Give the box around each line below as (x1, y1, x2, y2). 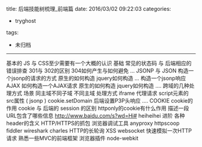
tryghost (14, 17, 36, 24)
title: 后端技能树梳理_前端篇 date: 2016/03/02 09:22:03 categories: (6, 5, 171, 12)
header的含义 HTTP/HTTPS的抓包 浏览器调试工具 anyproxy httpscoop (6, 119, 180, 127)
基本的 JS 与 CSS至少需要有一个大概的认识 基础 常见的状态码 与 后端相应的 (6, 59, 192, 67)
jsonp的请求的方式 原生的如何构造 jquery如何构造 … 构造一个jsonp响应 (11, 74, 186, 82)
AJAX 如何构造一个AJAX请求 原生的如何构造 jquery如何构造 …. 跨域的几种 (6, 82, 189, 89)
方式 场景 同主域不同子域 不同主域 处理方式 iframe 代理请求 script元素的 (11, 89, 189, 97)
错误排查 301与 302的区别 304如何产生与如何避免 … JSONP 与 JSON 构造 (6, 67, 189, 74)
